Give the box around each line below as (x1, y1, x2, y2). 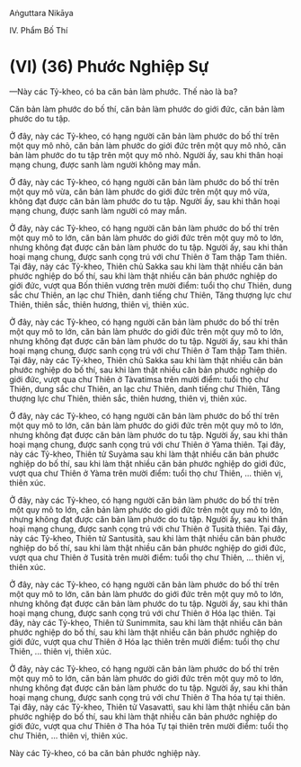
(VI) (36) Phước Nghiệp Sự (9, 57, 209, 77)
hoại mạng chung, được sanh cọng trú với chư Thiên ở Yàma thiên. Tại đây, (9, 439, 286, 450)
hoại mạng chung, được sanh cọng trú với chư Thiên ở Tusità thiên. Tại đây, (9, 523, 288, 534)
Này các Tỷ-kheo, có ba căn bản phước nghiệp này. (9, 747, 200, 758)
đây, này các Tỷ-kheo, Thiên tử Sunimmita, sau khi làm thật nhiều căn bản (9, 617, 283, 628)
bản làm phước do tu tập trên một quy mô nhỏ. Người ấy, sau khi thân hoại (9, 149, 284, 160)
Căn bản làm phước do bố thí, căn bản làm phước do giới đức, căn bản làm (9, 103, 285, 114)
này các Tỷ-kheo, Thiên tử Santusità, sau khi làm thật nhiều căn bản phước (9, 532, 286, 543)
